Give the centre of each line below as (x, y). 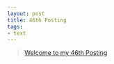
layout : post (26, 14)
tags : (15, 26)
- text (17, 33)
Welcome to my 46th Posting (66, 53)
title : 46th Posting (37, 20)
